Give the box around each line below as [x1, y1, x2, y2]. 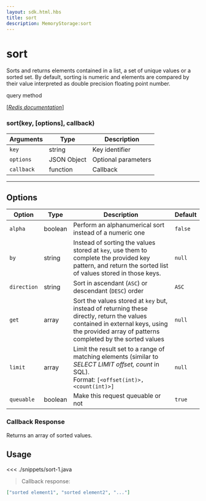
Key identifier [92, 145, 131, 154]
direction [9, 284, 38, 291]
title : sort [6, 15, 37, 21]
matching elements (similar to [73, 353, 159, 361]
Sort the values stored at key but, [73, 296, 168, 305]
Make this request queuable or [73, 391, 161, 400]
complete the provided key [73, 254, 150, 262]
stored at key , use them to [73, 246, 147, 255]
